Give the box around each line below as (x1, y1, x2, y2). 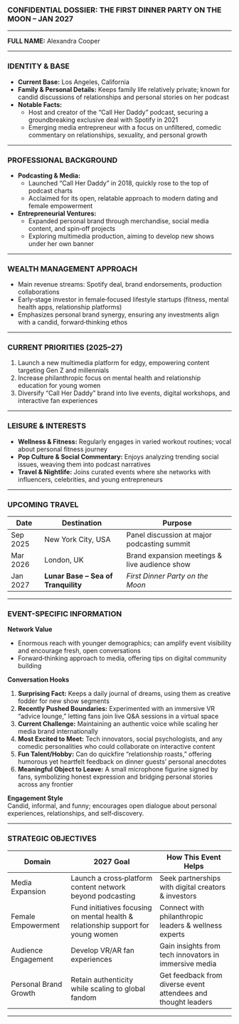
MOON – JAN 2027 (7, 14, 73, 24)
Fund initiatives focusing (70, 902, 152, 912)
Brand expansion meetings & (126, 551, 223, 560)
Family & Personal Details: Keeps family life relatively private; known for (17, 85, 230, 93)
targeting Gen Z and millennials (17, 366, 110, 375)
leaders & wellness (159, 920, 223, 930)
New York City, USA (43, 535, 111, 545)
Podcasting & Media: (17, 171, 80, 180)
